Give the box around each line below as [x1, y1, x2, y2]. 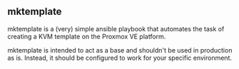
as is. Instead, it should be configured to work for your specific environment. [7, 53, 232, 62]
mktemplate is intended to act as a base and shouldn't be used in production [7, 46, 233, 54]
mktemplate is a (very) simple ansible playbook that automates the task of [7, 24, 225, 33]
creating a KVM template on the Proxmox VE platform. [7, 32, 166, 41]
